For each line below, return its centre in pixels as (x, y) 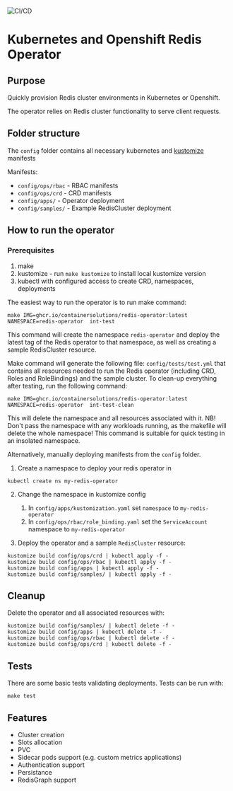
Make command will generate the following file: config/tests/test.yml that (116, 363)
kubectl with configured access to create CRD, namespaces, (106, 281)
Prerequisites (31, 250)
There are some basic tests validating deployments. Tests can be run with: (115, 683)
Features (27, 718)
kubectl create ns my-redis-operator (63, 481)
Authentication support (51, 765)
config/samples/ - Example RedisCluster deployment (94, 208)
